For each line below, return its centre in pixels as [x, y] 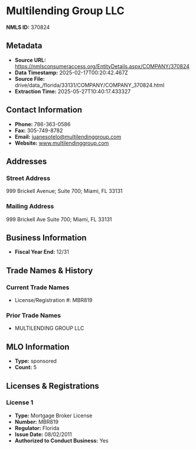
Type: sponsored [36, 361]
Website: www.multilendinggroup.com [62, 143]
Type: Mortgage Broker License [53, 415]
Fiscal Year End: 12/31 [42, 252]
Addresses [27, 161]
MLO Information [38, 347]
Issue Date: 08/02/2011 [43, 434]
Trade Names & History [50, 271]
